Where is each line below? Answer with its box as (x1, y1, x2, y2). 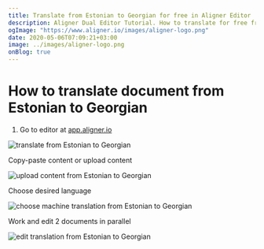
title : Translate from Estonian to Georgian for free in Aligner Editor (8, 11, 251, 20)
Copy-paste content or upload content (8, 155, 133, 165)
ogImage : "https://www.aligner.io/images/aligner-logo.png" (8, 26, 210, 34)
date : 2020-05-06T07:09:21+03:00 (8, 33, 118, 42)
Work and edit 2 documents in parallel (8, 216, 131, 225)
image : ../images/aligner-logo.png (8, 41, 125, 49)
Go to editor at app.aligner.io (19, 124, 112, 134)
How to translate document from (8, 82, 225, 100)
